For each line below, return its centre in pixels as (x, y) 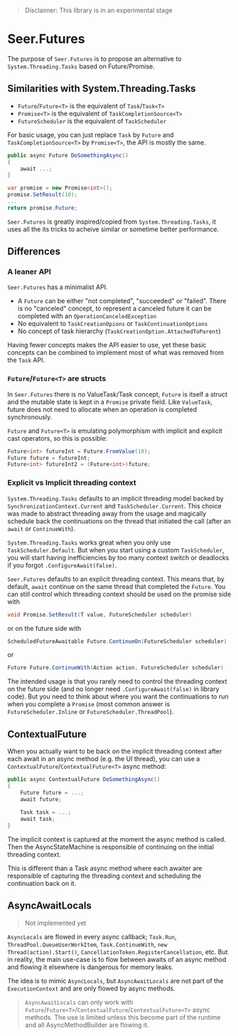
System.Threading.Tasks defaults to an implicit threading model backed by (115, 498)
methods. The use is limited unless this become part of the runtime (123, 1017)
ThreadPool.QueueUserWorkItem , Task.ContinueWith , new (87, 944)
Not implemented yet (55, 923)
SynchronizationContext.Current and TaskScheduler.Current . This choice (114, 506)
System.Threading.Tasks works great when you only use (89, 542)
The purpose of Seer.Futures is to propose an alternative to (94, 58)
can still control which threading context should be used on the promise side (119, 594)
